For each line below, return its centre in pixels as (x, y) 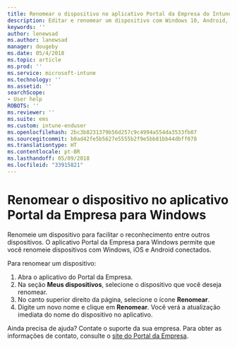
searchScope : (26, 93)
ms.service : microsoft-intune (52, 73)
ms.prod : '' (25, 66)
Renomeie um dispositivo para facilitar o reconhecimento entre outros (109, 235)
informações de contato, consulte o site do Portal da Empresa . (98, 336)
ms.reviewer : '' (31, 112)
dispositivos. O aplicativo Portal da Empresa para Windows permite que (111, 242)
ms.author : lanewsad (38, 40)
